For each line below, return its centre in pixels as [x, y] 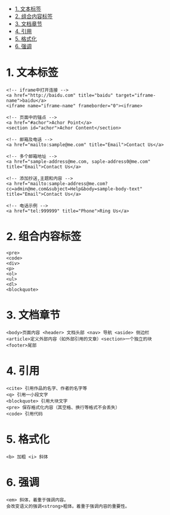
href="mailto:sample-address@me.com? [61, 184]
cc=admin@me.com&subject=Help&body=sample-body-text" [75, 189]
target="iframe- [136, 95]
